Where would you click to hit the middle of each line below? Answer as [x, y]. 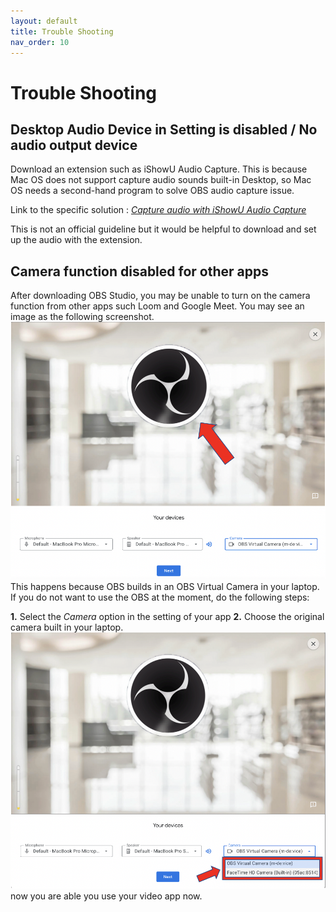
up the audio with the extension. [76, 240]
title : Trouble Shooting [62, 31]
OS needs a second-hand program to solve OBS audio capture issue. [152, 191]
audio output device [74, 145]
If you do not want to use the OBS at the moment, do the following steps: [160, 597]
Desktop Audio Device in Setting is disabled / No [164, 129]
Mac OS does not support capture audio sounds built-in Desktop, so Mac [161, 180]
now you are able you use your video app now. [106, 896]
